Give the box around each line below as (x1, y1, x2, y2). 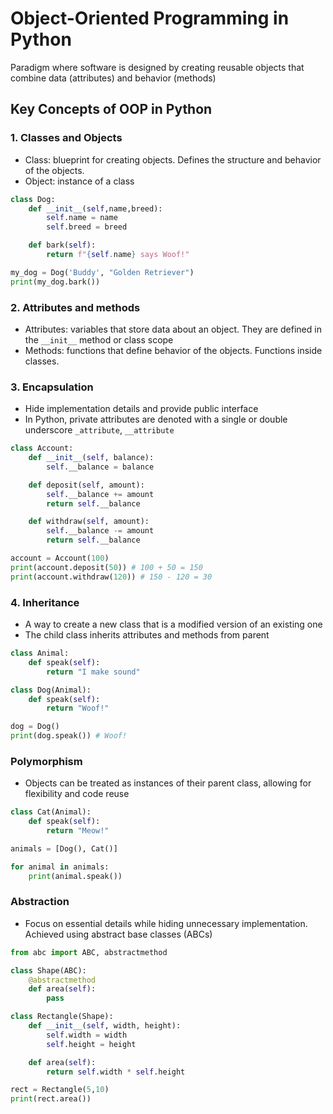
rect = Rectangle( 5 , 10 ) (10, 1085, 110, 1095)
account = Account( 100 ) (10, 553, 110, 564)
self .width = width (46, 1030, 128, 1040)
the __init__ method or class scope (24, 333, 174, 346)
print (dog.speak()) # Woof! (10, 731, 128, 741)
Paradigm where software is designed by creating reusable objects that (10, 61, 305, 73)
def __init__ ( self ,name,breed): (28, 203, 163, 214)
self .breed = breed (46, 222, 128, 232)
